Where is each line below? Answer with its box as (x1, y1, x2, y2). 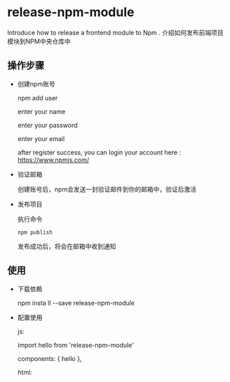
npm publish (17, 229, 53, 236)
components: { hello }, (17, 354, 82, 362)
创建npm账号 (17, 79, 55, 88)
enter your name (17, 107, 66, 116)
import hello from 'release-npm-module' (17, 341, 135, 349)
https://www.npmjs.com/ (17, 155, 90, 164)
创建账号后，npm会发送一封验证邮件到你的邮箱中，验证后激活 (17, 185, 196, 193)
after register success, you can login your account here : (17, 148, 181, 157)
